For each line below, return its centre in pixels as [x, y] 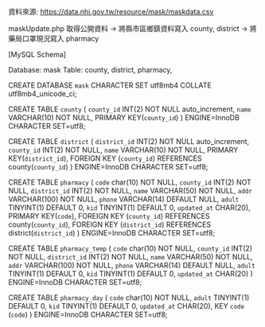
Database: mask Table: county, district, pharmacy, [90, 70]
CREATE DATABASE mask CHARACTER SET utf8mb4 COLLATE [110, 85]
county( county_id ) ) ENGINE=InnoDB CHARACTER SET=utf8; [108, 167]
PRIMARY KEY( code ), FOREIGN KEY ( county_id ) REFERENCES [109, 216]
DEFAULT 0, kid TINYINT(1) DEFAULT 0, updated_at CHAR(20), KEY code [127, 306]
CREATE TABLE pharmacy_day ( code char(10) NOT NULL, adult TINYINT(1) [129, 298]
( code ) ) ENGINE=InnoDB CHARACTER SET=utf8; [88, 314]
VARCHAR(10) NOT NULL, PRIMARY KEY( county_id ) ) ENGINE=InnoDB [124, 117]
